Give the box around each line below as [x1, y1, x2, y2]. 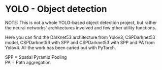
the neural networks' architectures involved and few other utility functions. [5, 24, 157, 30]
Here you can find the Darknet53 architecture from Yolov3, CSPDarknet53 [5, 34, 156, 40]
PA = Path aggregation [5, 59, 51, 65]
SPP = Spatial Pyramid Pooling [5, 54, 67, 60]
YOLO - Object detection [5, 3, 107, 15]
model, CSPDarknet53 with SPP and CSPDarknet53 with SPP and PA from [5, 39, 155, 45]
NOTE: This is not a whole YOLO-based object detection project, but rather [5, 20, 157, 25]
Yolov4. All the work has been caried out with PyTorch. [5, 45, 116, 50]
